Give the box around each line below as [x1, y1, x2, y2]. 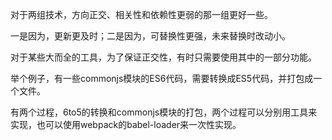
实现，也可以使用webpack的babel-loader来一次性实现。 [10, 119, 242, 130]
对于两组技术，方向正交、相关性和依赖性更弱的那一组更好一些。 [10, 9, 273, 20]
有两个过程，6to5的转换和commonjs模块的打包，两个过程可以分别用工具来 [10, 106, 318, 118]
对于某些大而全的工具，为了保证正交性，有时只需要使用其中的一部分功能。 [10, 51, 317, 63]
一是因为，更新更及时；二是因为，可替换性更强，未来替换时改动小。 [10, 30, 291, 42]
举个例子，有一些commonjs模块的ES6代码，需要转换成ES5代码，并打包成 [10, 73, 314, 84]
